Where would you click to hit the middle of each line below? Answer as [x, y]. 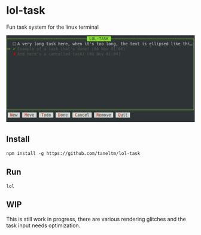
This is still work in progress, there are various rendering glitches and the [96, 219]
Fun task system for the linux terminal [52, 27]
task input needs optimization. [43, 225]
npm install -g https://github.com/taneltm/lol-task [73, 154]
